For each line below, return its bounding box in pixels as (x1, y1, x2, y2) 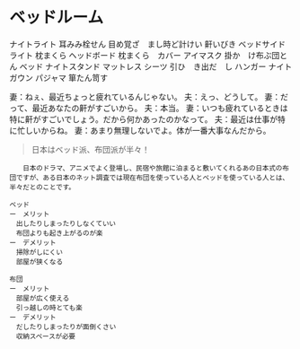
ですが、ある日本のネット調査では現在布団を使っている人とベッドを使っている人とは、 (15, 173, 289, 182)
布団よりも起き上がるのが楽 (15, 229, 103, 238)
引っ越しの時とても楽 (15, 303, 83, 312)
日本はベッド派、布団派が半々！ (31, 144, 150, 154)
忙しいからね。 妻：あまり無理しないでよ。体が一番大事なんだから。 (16, 125, 271, 135)
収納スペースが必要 (15, 332, 76, 341)
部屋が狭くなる (15, 257, 64, 266)
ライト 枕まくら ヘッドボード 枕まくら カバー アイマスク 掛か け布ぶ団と (9, 49, 287, 60)
